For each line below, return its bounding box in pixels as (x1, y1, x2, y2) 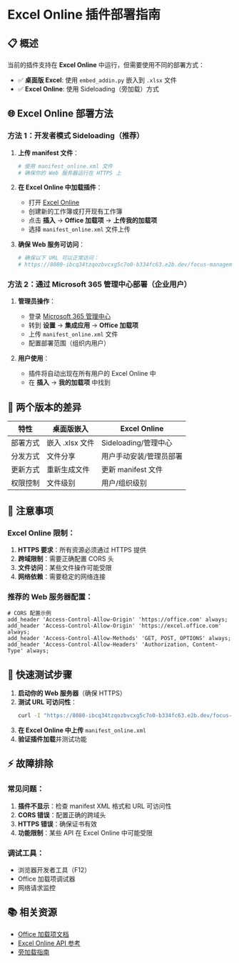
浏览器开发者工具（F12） (17, 865, 91, 874)
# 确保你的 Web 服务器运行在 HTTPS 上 (17, 169, 121, 176)
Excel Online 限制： (7, 528, 76, 538)
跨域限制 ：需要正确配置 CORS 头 (17, 554, 114, 563)
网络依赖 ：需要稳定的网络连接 (17, 572, 106, 581)
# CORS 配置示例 (7, 610, 51, 617)
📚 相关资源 (7, 907, 58, 919)
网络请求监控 (17, 883, 56, 892)
